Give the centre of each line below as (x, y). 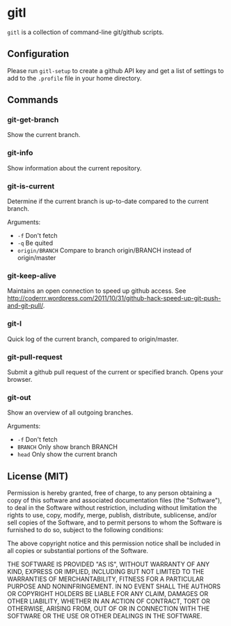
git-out (19, 397)
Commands (33, 100)
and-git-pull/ (25, 306)
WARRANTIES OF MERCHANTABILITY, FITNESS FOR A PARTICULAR (105, 579)
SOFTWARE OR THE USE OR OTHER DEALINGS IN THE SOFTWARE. (105, 616)
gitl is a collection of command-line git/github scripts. (86, 32)
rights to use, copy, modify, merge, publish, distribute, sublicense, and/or (112, 515)
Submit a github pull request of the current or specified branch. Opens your (115, 372)
